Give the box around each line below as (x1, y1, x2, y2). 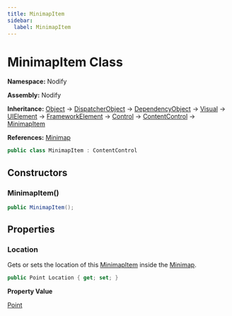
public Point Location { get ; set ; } (7, 274, 119, 281)
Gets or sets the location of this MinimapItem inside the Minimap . (7, 261, 197, 269)
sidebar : (7, 17, 33, 24)
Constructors (7, 167, 68, 179)
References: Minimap (7, 134, 71, 142)
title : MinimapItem (7, 10, 65, 18)
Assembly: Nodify (7, 91, 62, 100)
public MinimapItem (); (7, 204, 74, 211)
